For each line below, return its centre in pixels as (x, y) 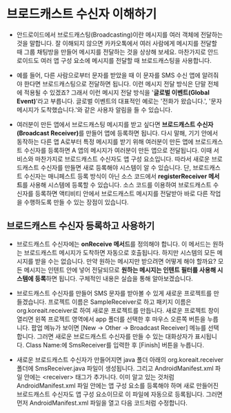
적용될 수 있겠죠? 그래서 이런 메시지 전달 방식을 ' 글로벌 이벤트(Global (117, 92)
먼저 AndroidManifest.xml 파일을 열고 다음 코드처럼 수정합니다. (102, 403)
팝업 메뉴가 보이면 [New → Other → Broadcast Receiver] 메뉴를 (119, 327)
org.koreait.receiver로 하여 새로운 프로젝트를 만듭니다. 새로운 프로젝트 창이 (118, 310)
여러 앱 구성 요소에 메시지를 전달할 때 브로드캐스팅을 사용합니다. (126, 60)
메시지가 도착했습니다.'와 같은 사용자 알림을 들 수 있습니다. (94, 109)
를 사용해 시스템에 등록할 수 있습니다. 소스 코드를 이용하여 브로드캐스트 (117, 184)
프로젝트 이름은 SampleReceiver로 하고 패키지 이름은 (120, 302)
